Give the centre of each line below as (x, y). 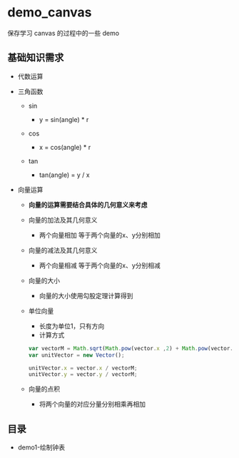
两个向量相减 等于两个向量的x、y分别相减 (100, 265)
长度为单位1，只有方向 (72, 326)
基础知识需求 (36, 58)
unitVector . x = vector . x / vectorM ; (83, 368)
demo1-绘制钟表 (41, 447)
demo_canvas (50, 12)
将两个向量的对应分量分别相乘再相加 (92, 404)
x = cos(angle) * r (65, 147)
